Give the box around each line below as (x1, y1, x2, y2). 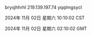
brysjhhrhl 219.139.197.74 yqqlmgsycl (5, 5, 82, 10)
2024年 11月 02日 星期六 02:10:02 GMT (5, 25, 87, 31)
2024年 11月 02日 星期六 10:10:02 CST (5, 15, 85, 21)
